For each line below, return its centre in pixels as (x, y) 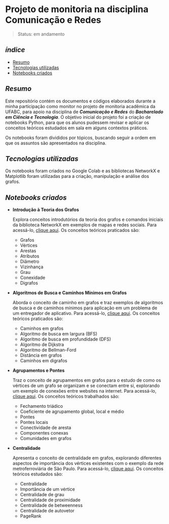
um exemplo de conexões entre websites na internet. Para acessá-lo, (84, 391)
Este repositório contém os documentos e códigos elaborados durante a (80, 101)
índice (15, 50)
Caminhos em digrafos (44, 361)
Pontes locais (34, 422)
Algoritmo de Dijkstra (42, 345)
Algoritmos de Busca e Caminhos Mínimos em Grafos (70, 293)
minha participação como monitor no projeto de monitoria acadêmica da (80, 106)
